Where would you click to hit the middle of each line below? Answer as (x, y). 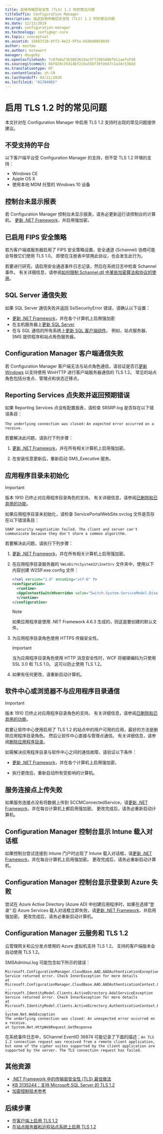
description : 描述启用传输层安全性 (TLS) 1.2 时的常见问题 (60, 19)
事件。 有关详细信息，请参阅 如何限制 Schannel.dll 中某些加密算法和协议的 (79, 272)
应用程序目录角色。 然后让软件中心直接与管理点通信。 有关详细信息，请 (80, 736)
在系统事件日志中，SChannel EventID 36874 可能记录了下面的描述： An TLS (80, 1036)
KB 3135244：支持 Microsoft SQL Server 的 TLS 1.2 (63, 1085)
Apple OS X (24, 179)
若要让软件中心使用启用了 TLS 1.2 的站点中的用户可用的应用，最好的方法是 (80, 730)
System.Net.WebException (30, 1014)
